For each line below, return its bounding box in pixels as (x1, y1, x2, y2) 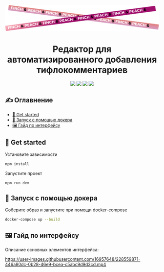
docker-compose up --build (5, 217, 60, 222)
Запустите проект (5, 170, 42, 176)
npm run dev (5, 180, 29, 185)
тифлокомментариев (36, 65, 128, 75)
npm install (5, 161, 29, 166)
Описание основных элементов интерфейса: (5, 247, 99, 252)
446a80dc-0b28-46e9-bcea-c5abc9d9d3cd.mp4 (5, 261, 106, 267)
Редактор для (52, 44, 112, 55)
